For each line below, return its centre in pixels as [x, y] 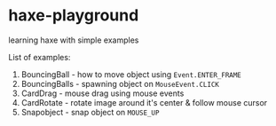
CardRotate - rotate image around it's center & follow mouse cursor [144, 102]
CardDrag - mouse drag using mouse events [103, 93]
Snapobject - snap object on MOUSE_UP [90, 112]
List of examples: [39, 57]
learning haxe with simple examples [74, 40]
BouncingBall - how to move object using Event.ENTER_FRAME [131, 74]
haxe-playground [74, 16]
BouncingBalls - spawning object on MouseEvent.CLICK [120, 83]
